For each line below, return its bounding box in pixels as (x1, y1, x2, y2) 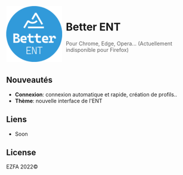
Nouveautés (6, 75, 52, 85)
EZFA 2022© (6, 163, 39, 170)
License (6, 147, 36, 157)
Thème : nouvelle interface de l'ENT (14, 97, 103, 104)
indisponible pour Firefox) (66, 46, 129, 53)
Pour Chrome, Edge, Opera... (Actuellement (66, 40, 173, 47)
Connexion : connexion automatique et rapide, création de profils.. (14, 90, 178, 98)
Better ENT (66, 20, 121, 34)
